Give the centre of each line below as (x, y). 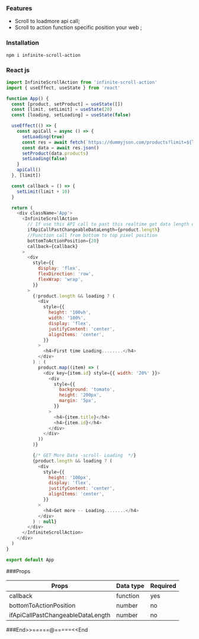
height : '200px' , (80, 395)
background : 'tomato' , (87, 389)
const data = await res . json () (60, 148)
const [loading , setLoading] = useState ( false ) (71, 115)
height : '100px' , (70, 477)
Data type (131, 586)
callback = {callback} (53, 246)
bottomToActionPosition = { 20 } (63, 241)
